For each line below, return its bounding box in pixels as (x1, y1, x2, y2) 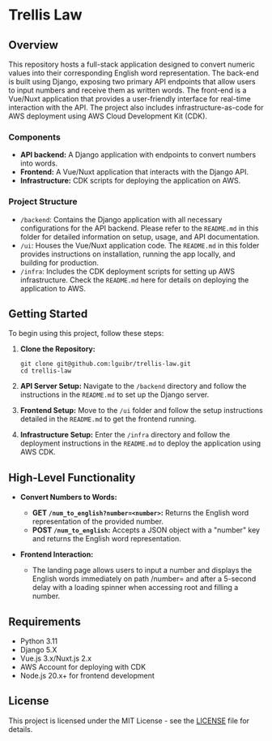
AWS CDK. (19, 447, 57, 457)
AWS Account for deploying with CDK (19, 662, 147, 672)
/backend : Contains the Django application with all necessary (19, 214, 223, 224)
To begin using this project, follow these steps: (8, 329, 164, 338)
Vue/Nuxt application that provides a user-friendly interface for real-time (8, 94, 251, 103)
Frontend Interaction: (19, 549, 94, 559)
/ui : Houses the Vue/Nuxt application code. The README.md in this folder (19, 240, 260, 250)
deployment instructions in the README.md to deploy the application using (19, 438, 261, 448)
